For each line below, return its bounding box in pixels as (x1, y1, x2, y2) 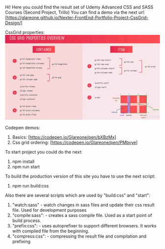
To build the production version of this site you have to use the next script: (5, 173, 156, 179)
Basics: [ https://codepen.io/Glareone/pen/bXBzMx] (12, 134, 116, 140)
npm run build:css (12, 183, 49, 189)
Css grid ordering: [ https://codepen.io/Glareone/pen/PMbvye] (12, 140, 138, 146)
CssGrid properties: (5, 30, 45, 35)
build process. (12, 218, 41, 223)
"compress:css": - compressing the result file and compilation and (12, 233, 147, 239)
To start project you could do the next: (5, 149, 82, 155)
